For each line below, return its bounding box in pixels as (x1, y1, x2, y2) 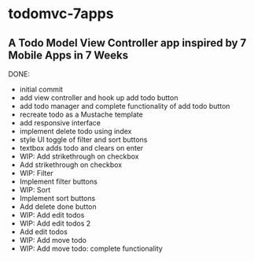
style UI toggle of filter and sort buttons (19, 135, 148, 144)
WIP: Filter (19, 169, 53, 177)
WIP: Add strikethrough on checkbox (19, 151, 139, 161)
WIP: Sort (19, 185, 51, 194)
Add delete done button (19, 202, 97, 211)
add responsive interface (19, 118, 101, 127)
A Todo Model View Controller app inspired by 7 (8, 36, 247, 50)
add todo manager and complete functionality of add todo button (19, 102, 230, 110)
